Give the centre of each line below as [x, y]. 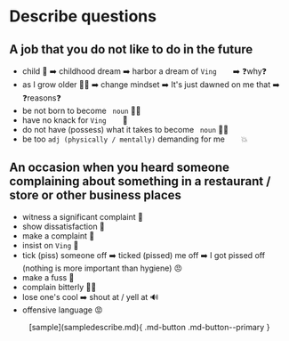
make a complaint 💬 [58, 235]
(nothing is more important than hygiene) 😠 [102, 268]
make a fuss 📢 [48, 277]
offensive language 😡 [63, 310]
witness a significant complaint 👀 [83, 216]
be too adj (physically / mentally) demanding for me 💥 [135, 139]
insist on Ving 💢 [50, 245]
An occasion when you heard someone [119, 168]
